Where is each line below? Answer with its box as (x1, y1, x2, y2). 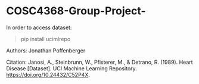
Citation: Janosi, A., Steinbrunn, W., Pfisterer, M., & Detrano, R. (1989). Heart (6, 58, 193, 66)
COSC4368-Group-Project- (6, 4, 146, 18)
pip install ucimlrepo (20, 35, 71, 42)
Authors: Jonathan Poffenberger (6, 46, 86, 54)
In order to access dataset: (6, 24, 72, 31)
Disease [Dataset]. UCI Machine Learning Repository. (6, 64, 137, 72)
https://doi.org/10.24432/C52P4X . (6, 71, 91, 78)
